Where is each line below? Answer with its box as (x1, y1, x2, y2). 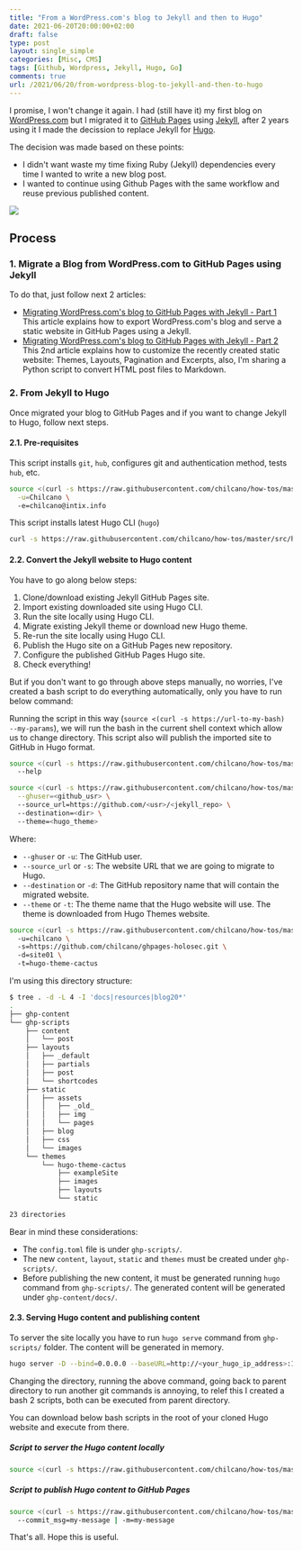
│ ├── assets (25, 1093, 83, 1102)
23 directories (9, 1210, 67, 1219)
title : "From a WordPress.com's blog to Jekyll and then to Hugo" (9, 13, 263, 23)
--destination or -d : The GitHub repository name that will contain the (22, 879, 280, 890)
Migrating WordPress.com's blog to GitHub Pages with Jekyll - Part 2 (22, 335, 279, 347)
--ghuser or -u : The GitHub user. (22, 850, 143, 861)
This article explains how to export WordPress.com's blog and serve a (22, 316, 282, 327)
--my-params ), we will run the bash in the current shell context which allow (9, 722, 283, 733)
